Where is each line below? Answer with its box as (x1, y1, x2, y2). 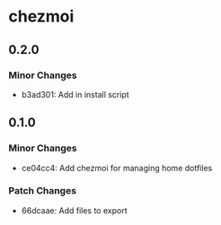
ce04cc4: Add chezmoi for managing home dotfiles (21, 162, 213, 173)
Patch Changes (8, 185, 77, 197)
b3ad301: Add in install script (21, 89, 129, 100)
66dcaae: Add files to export (21, 204, 128, 216)
